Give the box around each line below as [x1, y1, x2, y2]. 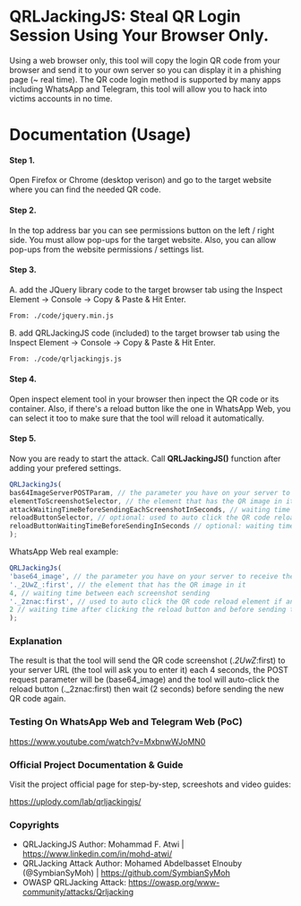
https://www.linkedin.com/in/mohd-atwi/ [21, 849, 173, 859]
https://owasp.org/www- [128, 877, 220, 888]
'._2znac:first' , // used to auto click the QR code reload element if [9, 597, 282, 606]
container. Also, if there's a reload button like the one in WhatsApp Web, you [9, 403, 291, 414]
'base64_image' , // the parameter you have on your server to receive [9, 571, 279, 580]
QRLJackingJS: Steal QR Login [9, 6, 241, 27]
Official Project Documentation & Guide [9, 758, 184, 771]
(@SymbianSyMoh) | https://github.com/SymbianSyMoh [21, 867, 230, 878]
